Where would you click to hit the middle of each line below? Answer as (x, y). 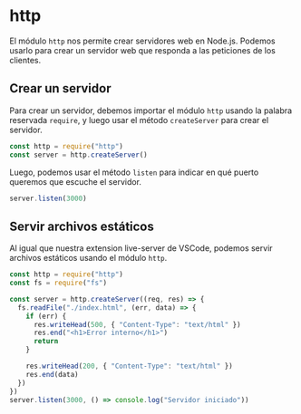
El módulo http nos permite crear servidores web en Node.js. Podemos (142, 41)
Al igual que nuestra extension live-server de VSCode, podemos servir (141, 248)
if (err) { (46, 316)
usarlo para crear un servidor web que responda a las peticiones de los (143, 50)
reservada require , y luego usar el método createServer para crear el (139, 120)
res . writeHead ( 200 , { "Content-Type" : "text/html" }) (129, 366)
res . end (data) (52, 374)
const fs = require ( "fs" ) (58, 283)
